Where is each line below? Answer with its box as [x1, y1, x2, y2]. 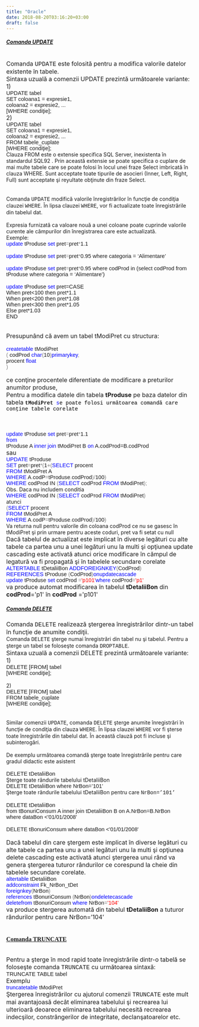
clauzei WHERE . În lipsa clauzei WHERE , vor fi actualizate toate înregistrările [6, 202, 187, 209]
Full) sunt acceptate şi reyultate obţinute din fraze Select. [6, 177, 146, 184]
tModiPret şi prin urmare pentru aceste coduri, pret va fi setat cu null [6, 529, 174, 536]
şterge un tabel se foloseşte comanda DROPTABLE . [6, 642, 129, 650]
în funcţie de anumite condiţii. [6, 628, 89, 636]
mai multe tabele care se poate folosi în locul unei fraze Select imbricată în [6, 164, 188, 171]
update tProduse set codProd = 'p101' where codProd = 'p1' [6, 577, 144, 584]
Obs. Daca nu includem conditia [6, 486, 84, 493]
